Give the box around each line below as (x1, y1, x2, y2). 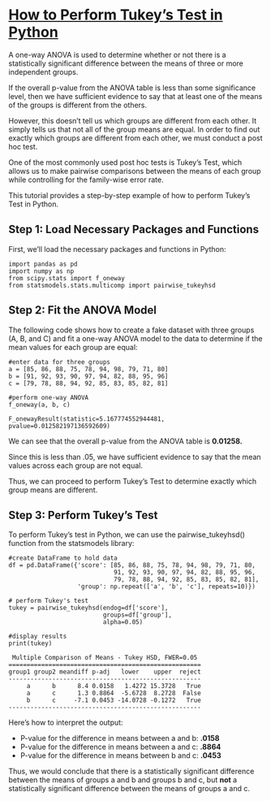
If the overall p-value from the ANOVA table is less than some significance (8, 83, 256, 93)
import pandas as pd (8, 260, 79, 268)
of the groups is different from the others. (8, 100, 148, 110)
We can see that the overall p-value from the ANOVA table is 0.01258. (8, 436, 243, 446)
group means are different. (8, 485, 98, 495)
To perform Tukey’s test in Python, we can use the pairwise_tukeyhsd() (8, 530, 246, 539)
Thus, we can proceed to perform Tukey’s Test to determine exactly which (8, 476, 257, 486)
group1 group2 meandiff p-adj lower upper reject (8, 668, 201, 676)
